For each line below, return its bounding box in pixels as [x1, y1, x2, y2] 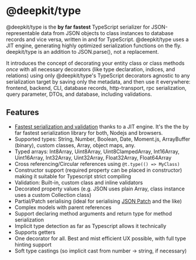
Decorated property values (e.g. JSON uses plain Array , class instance [14, 185, 185, 192]
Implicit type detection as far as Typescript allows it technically [14, 222, 167, 229]
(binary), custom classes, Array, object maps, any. [14, 141, 136, 148]
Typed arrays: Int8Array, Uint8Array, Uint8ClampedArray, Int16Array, [14, 148, 180, 155]
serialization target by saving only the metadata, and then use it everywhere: [6, 78, 191, 85]
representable [6, 29, 40, 36]
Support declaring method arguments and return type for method [14, 210, 173, 217]
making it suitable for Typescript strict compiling [14, 172, 132, 179]
